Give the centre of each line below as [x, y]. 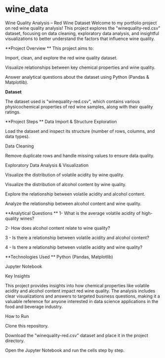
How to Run [17, 316]
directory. [15, 341]
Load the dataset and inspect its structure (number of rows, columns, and [80, 131]
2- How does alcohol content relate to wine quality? [58, 228]
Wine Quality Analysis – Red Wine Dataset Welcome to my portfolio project [81, 23]
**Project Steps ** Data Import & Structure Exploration [61, 121]
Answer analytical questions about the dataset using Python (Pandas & [77, 77]
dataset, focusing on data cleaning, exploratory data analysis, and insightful [82, 33]
